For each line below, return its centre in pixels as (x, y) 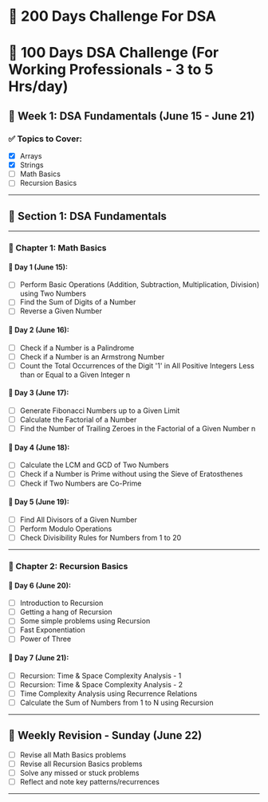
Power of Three (45, 639)
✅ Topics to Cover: (45, 139)
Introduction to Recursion (61, 603)
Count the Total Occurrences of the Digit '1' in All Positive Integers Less (137, 365)
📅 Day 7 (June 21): (39, 658)
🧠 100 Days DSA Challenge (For (114, 53)
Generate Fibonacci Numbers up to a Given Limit (100, 411)
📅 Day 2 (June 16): (39, 330)
